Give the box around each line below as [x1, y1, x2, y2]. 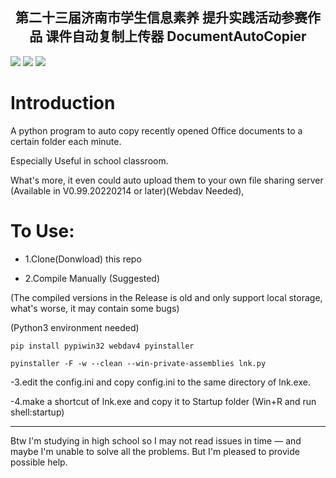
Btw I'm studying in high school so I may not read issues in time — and [10, 434, 302, 447]
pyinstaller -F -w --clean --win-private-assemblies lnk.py [10, 358, 267, 368]
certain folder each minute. [10, 135, 122, 147]
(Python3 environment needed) [10, 321, 140, 333]
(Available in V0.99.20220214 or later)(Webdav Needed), [10, 184, 245, 197]
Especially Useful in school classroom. [10, 154, 169, 167]
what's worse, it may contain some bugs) [10, 302, 180, 314]
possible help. [10, 456, 68, 468]
